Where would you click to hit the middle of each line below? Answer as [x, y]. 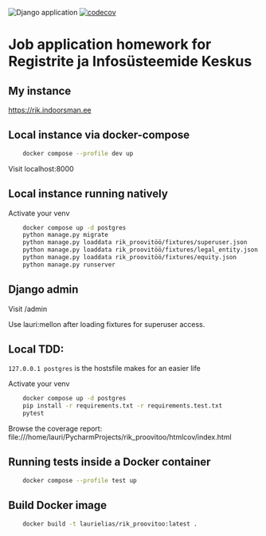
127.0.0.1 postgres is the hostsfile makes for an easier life [104, 368]
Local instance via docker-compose [99, 135]
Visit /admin [28, 309]
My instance [40, 91]
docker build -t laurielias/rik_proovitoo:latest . [110, 524]
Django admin [43, 290]
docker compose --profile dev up [78, 153]
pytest [33, 414]
